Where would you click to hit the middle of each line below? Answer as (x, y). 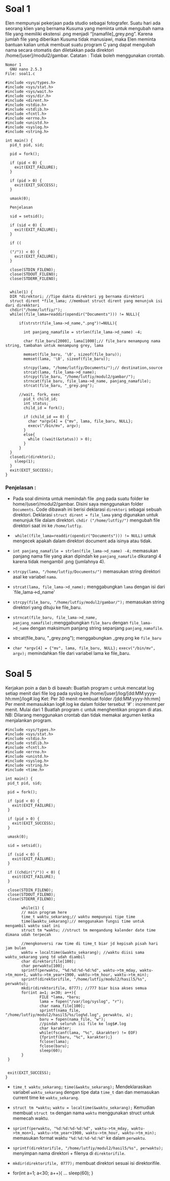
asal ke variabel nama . (35, 577)
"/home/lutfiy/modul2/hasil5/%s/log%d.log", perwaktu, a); (69, 1015)
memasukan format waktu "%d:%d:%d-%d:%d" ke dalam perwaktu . (79, 1138)
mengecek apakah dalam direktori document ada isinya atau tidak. (82, 541)
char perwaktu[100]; (43, 966)
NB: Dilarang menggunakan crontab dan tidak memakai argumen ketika (80, 715)
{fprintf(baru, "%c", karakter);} (76, 1037)
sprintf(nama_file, (60, 1011)
